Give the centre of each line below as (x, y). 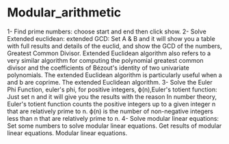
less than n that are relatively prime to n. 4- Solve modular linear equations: (113, 118)
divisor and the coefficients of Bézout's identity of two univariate (98, 68)
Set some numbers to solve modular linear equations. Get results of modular (114, 126)
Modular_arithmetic (64, 13)
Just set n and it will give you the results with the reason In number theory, (112, 96)
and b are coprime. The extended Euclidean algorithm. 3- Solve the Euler (110, 82)
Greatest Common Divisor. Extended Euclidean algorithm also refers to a (109, 53)
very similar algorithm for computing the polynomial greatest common (105, 60)
